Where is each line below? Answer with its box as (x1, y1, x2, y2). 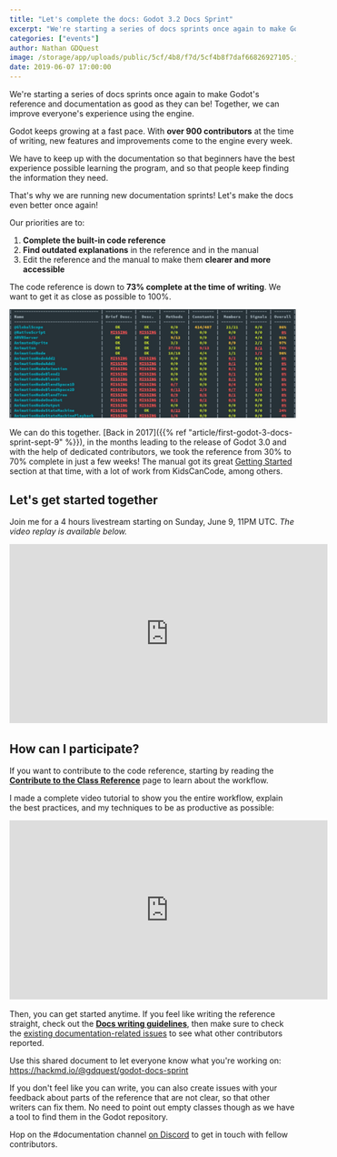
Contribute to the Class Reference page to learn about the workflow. (9, 775, 269, 786)
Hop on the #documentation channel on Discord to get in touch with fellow (9, 1129, 289, 1141)
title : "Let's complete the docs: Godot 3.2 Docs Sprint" (9, 15, 233, 24)
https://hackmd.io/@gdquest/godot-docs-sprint (9, 1065, 189, 1076)
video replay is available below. (9, 526, 127, 537)
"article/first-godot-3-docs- (188, 428, 293, 438)
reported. (9, 1038, 45, 1049)
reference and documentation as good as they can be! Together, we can (9, 98, 280, 109)
